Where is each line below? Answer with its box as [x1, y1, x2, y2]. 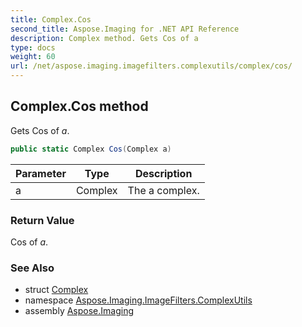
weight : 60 [10, 52, 56, 62]
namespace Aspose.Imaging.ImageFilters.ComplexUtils [24, 294, 253, 306]
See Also [10, 261, 55, 275]
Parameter [15, 166, 67, 180]
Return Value [10, 213, 75, 227]
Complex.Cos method [10, 98, 149, 115]
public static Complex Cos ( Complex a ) [10, 144, 172, 154]
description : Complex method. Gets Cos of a [10, 33, 199, 43]
